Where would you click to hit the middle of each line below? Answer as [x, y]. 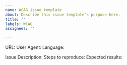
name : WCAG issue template [34, 10]
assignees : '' [20, 29]
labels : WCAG [19, 24]
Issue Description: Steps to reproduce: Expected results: [64, 57]
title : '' [16, 19]
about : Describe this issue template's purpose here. [63, 15]
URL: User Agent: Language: [35, 47]
